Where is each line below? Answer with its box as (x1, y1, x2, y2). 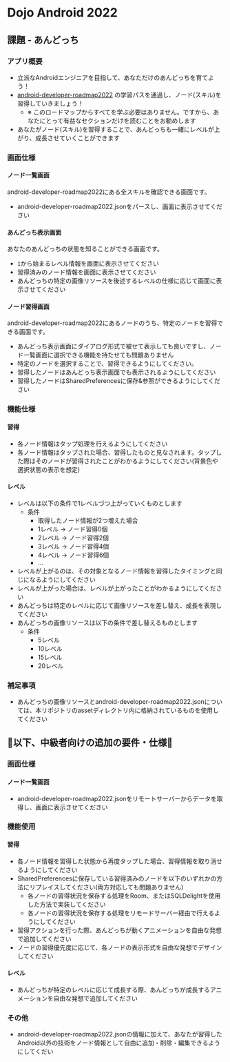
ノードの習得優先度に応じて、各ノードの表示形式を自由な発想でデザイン (17, 943, 222, 952)
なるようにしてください (29, 575, 96, 584)
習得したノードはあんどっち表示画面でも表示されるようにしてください (17, 368, 216, 377)
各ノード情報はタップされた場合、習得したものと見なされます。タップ (17, 448, 216, 456)
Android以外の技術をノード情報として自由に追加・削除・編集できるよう (17, 1039, 220, 1047)
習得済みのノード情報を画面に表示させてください (17, 268, 156, 277)
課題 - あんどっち (7, 34, 79, 46)
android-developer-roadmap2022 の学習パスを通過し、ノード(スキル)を (17, 90, 222, 99)
